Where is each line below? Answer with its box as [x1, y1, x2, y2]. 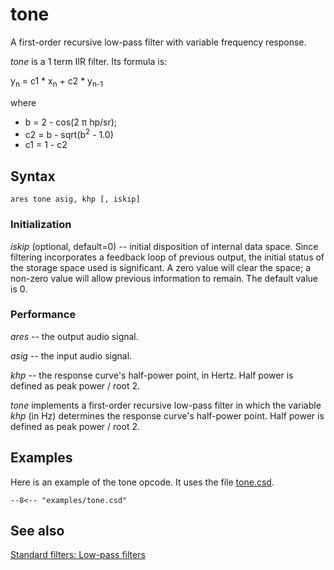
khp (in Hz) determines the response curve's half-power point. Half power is [10, 409, 325, 422]
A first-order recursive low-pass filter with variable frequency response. [10, 36, 307, 48]
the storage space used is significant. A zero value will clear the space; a [10, 261, 312, 273]
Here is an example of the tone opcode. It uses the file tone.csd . [10, 476, 275, 488]
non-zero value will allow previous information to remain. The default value [10, 272, 318, 284]
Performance [10, 308, 77, 322]
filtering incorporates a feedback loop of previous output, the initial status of [10, 251, 325, 263]
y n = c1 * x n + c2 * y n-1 [10, 74, 103, 89]
